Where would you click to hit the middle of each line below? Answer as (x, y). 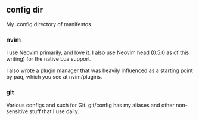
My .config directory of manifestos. (49, 24)
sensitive (17, 111)
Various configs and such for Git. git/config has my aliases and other (90, 105)
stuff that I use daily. (54, 111)
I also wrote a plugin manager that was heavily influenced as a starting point (100, 70)
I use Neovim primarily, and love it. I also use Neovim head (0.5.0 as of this (98, 52)
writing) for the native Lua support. (49, 59)
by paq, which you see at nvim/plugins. (54, 77)
